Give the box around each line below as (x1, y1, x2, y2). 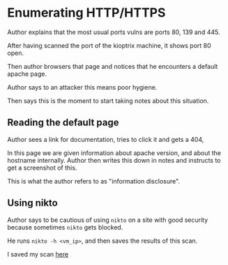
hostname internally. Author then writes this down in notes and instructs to (7, 156, 221, 164)
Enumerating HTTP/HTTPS (7, 5, 166, 21)
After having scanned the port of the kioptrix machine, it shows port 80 (7, 41, 211, 49)
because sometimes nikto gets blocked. (7, 223, 123, 231)
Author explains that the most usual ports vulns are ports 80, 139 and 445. (7, 28, 220, 36)
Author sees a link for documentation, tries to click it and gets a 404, (7, 135, 204, 143)
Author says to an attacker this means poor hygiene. (7, 83, 158, 91)
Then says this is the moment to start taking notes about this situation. (7, 96, 209, 105)
